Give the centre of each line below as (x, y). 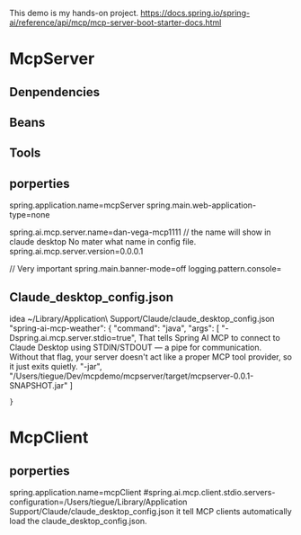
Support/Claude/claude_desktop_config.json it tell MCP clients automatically (150, 511)
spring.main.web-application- (202, 205)
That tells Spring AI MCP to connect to (209, 337)
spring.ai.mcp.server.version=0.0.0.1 (76, 252)
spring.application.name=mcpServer (77, 205)
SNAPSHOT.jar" (39, 385)
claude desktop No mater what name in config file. (103, 242)
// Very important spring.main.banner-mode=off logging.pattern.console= (146, 269)
